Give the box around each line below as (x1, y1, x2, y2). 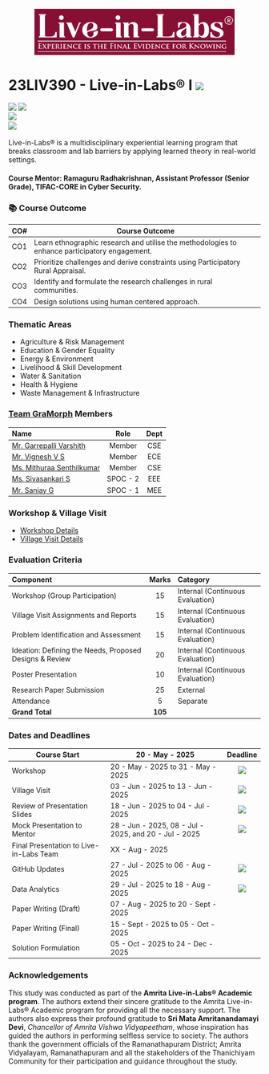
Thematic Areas (8, 319, 72, 330)
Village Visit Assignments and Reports (11, 611, 138, 620)
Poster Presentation (11, 669, 78, 679)
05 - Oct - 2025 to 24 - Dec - (110, 938, 214, 948)
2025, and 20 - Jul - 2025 (110, 829, 201, 839)
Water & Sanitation (19, 371, 82, 381)
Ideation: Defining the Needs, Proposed (11, 645, 142, 655)
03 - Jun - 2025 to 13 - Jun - (110, 781, 214, 791)
